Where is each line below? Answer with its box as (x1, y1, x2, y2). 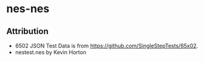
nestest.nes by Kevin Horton (15, 49, 86, 56)
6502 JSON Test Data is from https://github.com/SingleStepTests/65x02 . (15, 42, 199, 49)
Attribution (6, 26, 49, 36)
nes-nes (6, 2, 50, 16)
